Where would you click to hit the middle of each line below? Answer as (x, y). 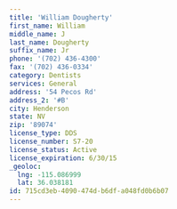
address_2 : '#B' (39, 100)
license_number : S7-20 (51, 141)
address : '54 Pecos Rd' (53, 92)
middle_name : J (37, 34)
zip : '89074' (33, 125)
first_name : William (48, 26)
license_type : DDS (43, 133)
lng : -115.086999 (49, 174)
